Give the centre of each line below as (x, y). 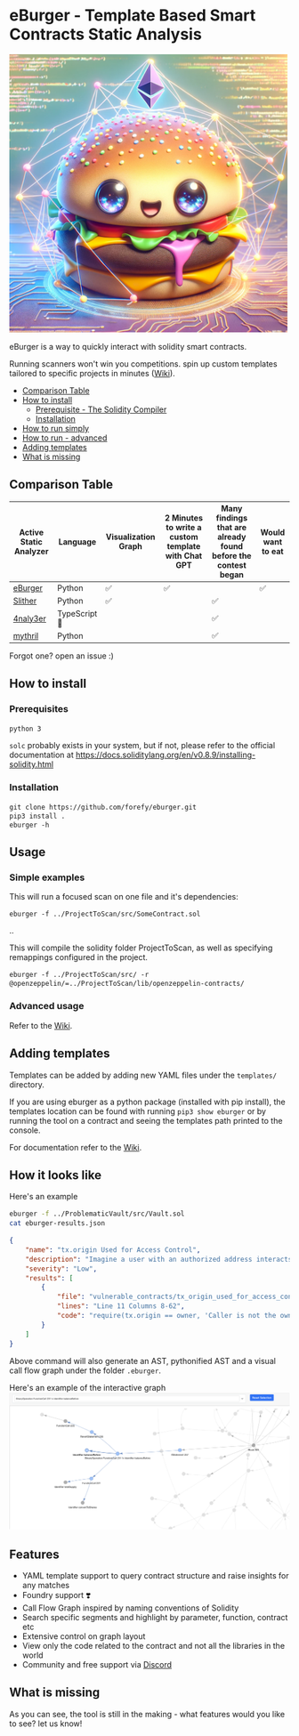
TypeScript (77, 614)
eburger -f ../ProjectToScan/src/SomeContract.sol (105, 914)
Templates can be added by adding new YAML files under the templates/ (143, 1075)
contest (231, 565)
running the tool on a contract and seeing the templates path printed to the (146, 1120)
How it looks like (56, 1175)
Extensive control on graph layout (84, 1636)
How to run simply (56, 428)
